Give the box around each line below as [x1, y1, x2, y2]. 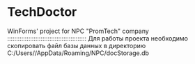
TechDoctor [7, 4, 77, 20]
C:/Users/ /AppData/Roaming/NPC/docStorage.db [7, 49, 150, 57]
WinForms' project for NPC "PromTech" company [7, 27, 150, 35]
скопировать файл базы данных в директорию [7, 41, 146, 50]
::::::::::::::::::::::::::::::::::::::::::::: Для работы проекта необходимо [7, 34, 188, 42]
